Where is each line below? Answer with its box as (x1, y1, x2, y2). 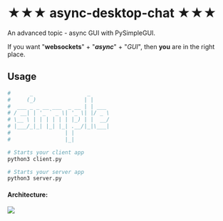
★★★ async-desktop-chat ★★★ (7, 5, 217, 21)
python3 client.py (7, 155, 62, 163)
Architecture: (7, 190, 48, 199)
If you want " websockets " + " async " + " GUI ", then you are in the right (7, 42, 215, 51)
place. (7, 50, 26, 58)
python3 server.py (7, 175, 62, 183)
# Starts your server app (7, 168, 84, 175)
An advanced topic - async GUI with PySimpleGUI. (7, 29, 155, 37)
